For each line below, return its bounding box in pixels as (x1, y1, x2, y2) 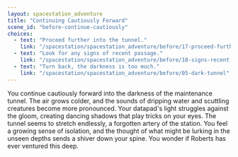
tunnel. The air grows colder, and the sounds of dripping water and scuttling (7, 96, 229, 105)
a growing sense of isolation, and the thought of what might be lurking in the (7, 127, 230, 135)
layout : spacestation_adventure (7, 10, 103, 18)
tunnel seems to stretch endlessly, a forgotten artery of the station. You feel (7, 119, 228, 127)
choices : (7, 30, 33, 37)
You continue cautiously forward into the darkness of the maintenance (7, 89, 212, 98)
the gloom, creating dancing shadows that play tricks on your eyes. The (7, 111, 217, 120)
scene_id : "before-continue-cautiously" (7, 23, 129, 30)
